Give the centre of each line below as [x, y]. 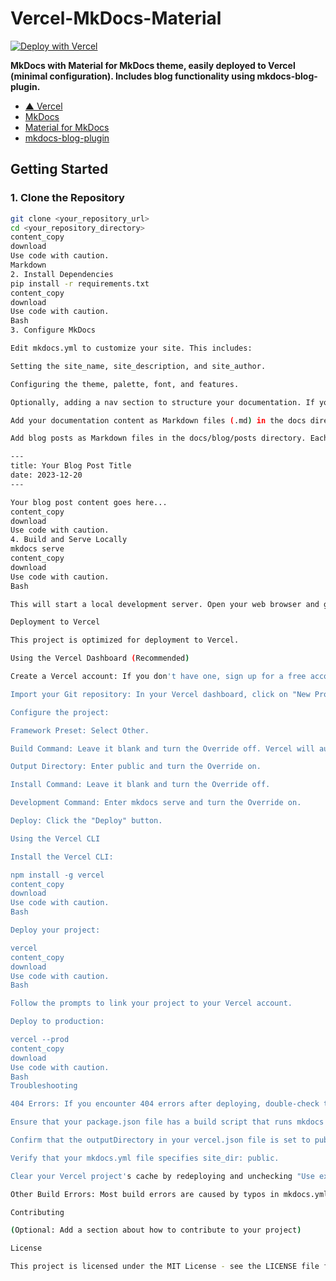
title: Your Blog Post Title [71, 466]
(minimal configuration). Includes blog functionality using [133, 76]
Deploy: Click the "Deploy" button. [86, 821]
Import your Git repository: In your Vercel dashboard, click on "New [160, 694]
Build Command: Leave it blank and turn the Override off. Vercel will [162, 748]
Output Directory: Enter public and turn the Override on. [136, 767]
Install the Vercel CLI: [62, 857]
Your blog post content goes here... [89, 502]
